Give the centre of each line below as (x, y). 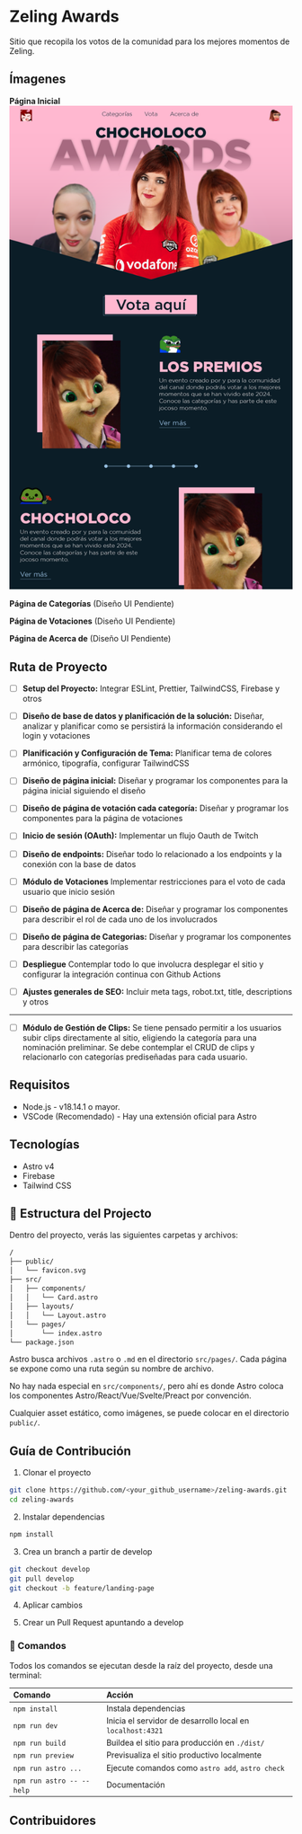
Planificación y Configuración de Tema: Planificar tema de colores (147, 753)
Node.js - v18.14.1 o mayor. (71, 1106)
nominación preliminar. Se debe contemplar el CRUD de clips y (138, 1047)
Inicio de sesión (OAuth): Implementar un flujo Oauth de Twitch (140, 836)
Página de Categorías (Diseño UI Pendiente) (92, 604)
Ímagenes (38, 80)
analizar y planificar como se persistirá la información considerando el (152, 726)
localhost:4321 (135, 1731)
